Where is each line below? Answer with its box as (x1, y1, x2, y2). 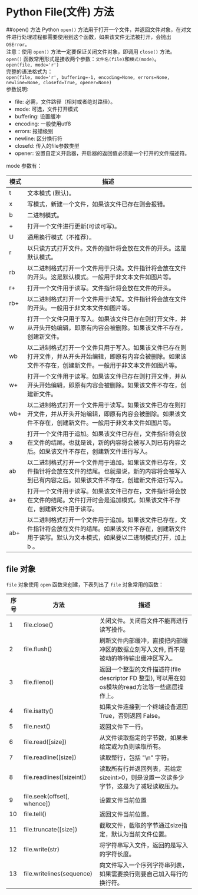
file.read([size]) (23, 737, 67, 745)
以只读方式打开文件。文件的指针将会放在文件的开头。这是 (27, 244, 187, 252)
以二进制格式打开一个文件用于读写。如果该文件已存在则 (27, 401, 181, 409)
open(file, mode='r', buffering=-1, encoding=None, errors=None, (6, 74, 170, 80)
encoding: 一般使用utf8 (14, 120, 71, 127)
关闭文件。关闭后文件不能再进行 (99, 616, 189, 625)
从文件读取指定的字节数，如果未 (99, 734, 189, 742)
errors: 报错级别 (14, 127, 54, 134)
